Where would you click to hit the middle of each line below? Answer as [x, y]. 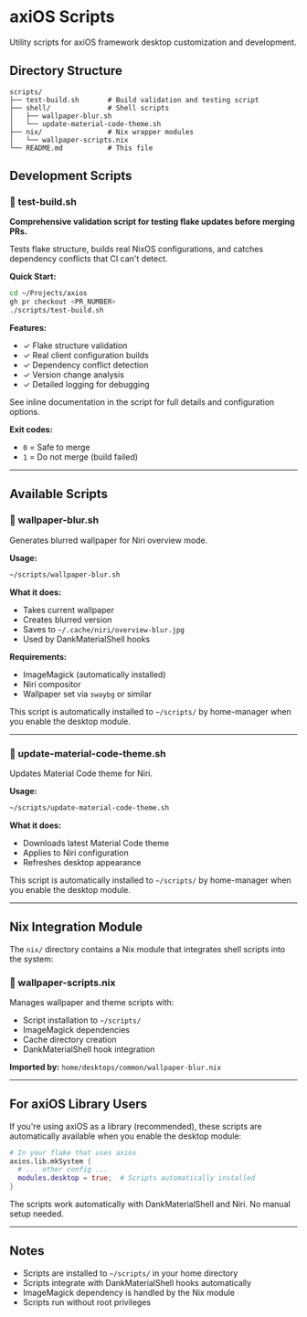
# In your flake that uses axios [73, 1152]
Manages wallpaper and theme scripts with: [92, 1002]
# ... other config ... [63, 1170]
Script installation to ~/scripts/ [82, 1020]
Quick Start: [33, 277]
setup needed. [37, 1214]
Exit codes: [31, 430]
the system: [32, 959]
